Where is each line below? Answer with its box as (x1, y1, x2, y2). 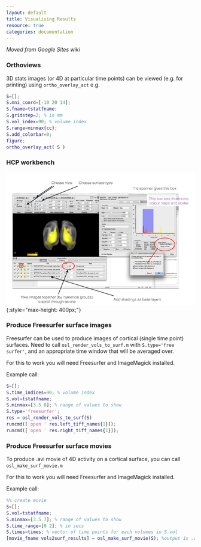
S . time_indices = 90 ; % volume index (6, 390, 95, 396)
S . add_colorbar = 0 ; (6, 131, 52, 138)
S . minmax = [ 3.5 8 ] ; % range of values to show (6, 402, 121, 408)
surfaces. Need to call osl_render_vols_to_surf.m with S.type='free (6, 341, 175, 348)
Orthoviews (6, 61, 41, 69)
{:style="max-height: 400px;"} (6, 306, 81, 313)
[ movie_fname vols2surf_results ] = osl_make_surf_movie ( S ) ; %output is (6, 536, 188, 542)
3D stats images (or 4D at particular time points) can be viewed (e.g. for (6, 75, 184, 82)
